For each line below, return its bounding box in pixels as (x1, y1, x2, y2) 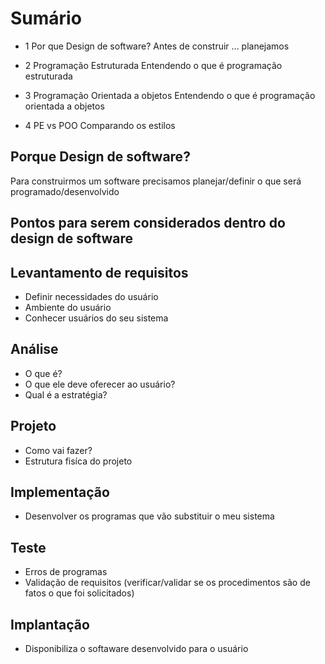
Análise (10, 341, 59, 358)
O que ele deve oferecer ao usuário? (24, 378, 176, 390)
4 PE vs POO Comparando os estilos (24, 119, 176, 131)
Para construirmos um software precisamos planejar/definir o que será (10, 175, 302, 187)
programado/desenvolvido (10, 185, 120, 197)
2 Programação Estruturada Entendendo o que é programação (24, 59, 283, 71)
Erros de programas (24, 566, 108, 578)
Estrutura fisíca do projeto (24, 455, 133, 467)
